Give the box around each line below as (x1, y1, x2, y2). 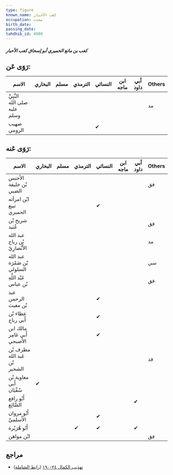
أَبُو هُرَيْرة (8, 425, 28, 432)
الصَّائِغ (8, 401, 22, 409)
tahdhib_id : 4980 (6, 31, 43, 36)
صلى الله (8, 99, 28, 106)
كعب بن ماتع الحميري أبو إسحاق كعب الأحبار (6, 47, 88, 53)
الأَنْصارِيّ (8, 245, 27, 252)
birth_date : (6, 22, 31, 27)
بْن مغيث (8, 302, 27, 309)
